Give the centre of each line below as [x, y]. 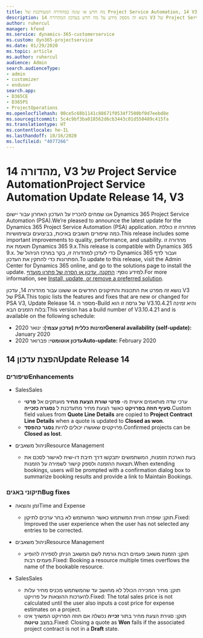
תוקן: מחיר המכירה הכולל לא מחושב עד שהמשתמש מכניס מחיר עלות [102, 590]
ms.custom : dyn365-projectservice [50, 40]
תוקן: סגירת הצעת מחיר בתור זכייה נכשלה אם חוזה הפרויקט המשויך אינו [105, 616]
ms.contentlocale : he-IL [37, 130]
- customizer [23, 79]
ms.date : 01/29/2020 [32, 46]
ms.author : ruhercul [32, 57]
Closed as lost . [43, 434]
